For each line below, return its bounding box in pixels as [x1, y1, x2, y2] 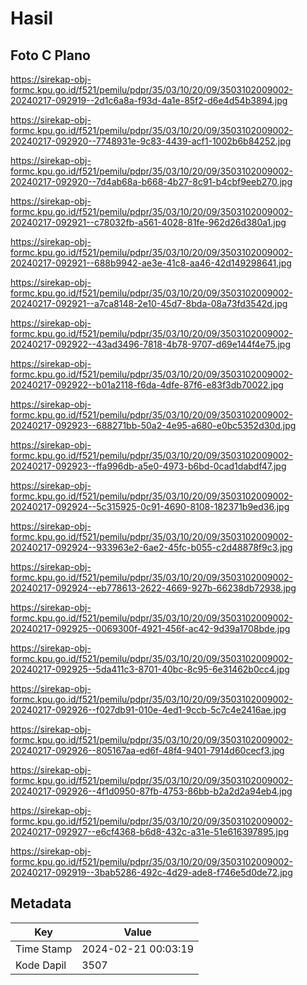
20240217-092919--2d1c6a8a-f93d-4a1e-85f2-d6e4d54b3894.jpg [10, 95, 288, 106]
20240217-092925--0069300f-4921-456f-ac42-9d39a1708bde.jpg [10, 623, 291, 634]
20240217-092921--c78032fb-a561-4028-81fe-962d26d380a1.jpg [10, 217, 287, 228]
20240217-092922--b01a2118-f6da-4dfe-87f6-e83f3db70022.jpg [10, 379, 284, 391]
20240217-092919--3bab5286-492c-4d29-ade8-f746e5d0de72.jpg [10, 867, 293, 878]
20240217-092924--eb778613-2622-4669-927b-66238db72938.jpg [10, 582, 297, 594]
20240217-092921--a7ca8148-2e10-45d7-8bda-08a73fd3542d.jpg [10, 298, 288, 309]
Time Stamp [15, 942, 73, 956]
